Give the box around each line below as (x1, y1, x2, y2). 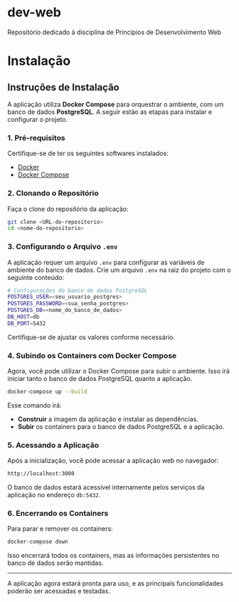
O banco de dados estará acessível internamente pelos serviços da (7, 483, 205, 492)
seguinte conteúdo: (7, 273, 65, 281)
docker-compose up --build (7, 388, 87, 395)
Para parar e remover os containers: (7, 524, 113, 533)
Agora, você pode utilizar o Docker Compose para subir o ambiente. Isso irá (7, 367, 230, 375)
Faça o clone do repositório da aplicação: (7, 204, 129, 213)
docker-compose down (7, 539, 69, 546)
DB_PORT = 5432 (7, 320, 46, 327)
